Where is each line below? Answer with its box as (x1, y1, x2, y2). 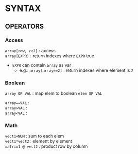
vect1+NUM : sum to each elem (5, 133, 64, 139)
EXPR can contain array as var (12, 62, 71, 68)
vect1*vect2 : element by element (5, 139, 72, 144)
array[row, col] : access (5, 47, 56, 53)
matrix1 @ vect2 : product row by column (5, 143, 88, 149)
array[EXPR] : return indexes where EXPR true (5, 53, 95, 59)
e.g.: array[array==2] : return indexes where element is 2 (19, 67, 134, 73)
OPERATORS (5, 22, 44, 31)
